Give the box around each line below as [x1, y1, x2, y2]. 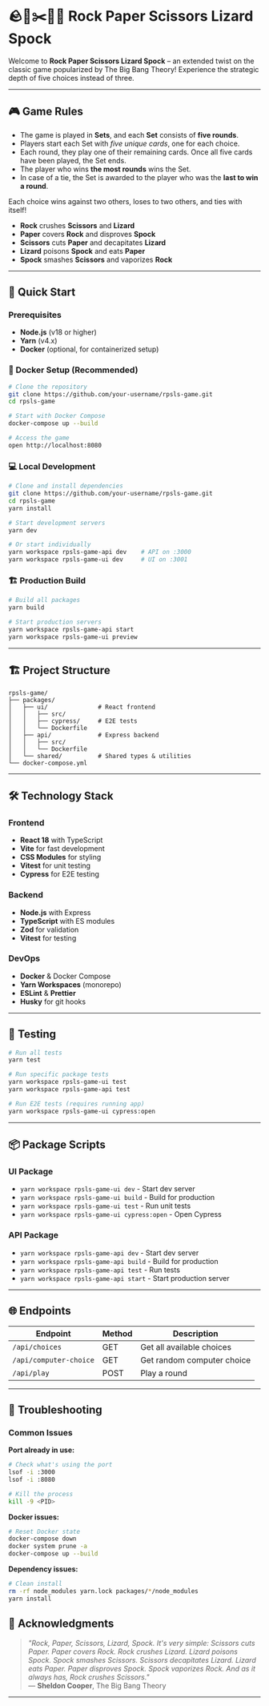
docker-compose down [8, 1535, 78, 1543]
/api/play [12, 1368, 50, 1378]
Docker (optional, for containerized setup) [19, 344, 159, 354]
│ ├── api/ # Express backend [8, 731, 159, 739]
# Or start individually [8, 540, 91, 549]
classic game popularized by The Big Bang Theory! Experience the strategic [8, 64, 259, 74]
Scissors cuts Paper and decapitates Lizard [19, 238, 167, 247]
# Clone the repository [8, 383, 88, 391]
